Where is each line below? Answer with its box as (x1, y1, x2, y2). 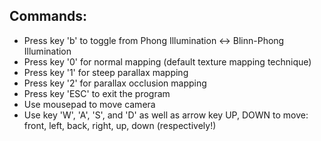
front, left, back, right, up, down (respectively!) (23, 119, 217, 131)
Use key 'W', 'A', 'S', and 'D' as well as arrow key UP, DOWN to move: (23, 109, 309, 121)
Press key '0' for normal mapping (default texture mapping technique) (23, 55, 312, 68)
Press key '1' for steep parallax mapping (23, 66, 189, 78)
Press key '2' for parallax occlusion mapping (23, 77, 207, 89)
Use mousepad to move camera (23, 98, 156, 110)
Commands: (9, 8, 88, 25)
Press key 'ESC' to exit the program (23, 87, 171, 99)
